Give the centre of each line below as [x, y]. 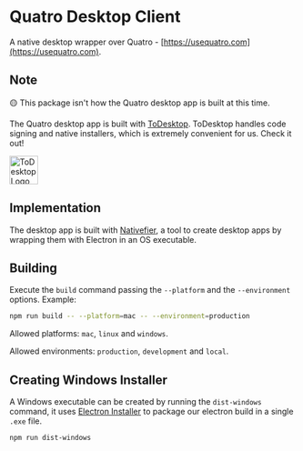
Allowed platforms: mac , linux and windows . [89, 334]
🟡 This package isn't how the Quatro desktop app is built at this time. [140, 103]
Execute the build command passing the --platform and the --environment [150, 290]
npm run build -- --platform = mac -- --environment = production [130, 316]
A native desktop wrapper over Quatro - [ [87, 42]
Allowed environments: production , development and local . [119, 351]
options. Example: [43, 300]
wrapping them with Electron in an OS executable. [103, 239]
